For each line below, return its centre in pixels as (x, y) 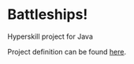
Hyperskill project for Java (50, 36)
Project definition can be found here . (67, 51)
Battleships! (48, 15)
